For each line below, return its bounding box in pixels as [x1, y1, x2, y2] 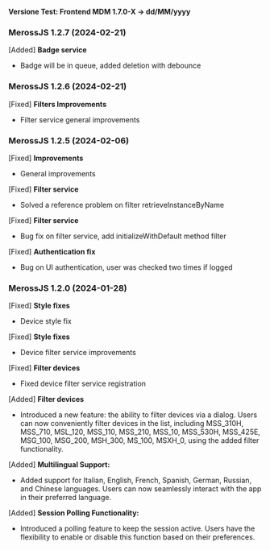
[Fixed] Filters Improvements [8, 99, 107, 109]
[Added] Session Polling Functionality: [8, 508, 139, 518]
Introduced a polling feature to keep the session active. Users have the [19, 523, 255, 534]
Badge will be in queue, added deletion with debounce [19, 60, 201, 71]
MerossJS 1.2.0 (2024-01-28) [8, 282, 127, 293]
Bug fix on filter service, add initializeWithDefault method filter [19, 231, 227, 241]
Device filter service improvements [19, 348, 137, 358]
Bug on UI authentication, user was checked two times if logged [19, 262, 233, 272]
